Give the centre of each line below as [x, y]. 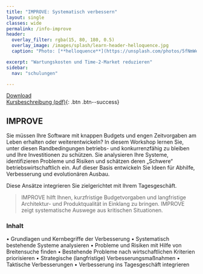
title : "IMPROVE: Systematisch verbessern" [62, 12]
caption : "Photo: [34, 51]
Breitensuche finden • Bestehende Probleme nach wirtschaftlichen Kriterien [101, 252]
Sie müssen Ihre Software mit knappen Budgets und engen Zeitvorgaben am [101, 136]
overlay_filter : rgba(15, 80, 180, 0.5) [63, 40]
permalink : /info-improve [39, 29]
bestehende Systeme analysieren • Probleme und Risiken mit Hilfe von [94, 246]
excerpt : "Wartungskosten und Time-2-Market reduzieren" [79, 62]
